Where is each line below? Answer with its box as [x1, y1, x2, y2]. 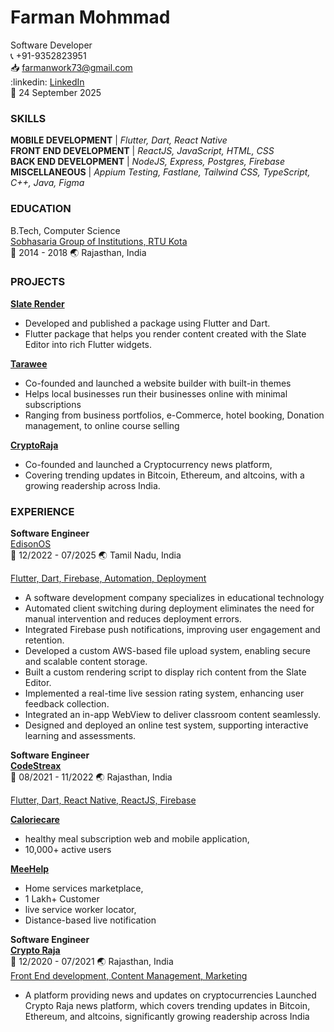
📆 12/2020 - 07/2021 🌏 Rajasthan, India [10, 956, 174, 968]
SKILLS [10, 111, 47, 125]
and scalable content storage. [24, 656, 148, 668]
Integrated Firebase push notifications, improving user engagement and [24, 624, 321, 636]
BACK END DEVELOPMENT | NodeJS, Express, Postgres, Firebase [10, 156, 286, 168]
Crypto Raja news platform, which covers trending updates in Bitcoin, [24, 1000, 311, 1012]
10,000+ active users [24, 844, 112, 856]
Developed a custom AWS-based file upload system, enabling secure [24, 645, 311, 657]
